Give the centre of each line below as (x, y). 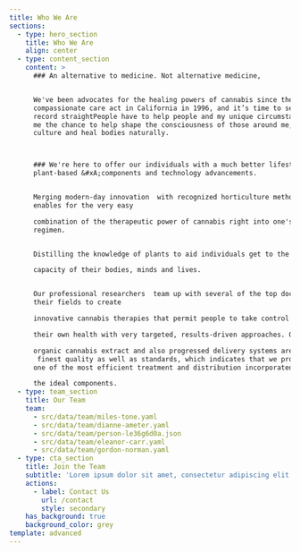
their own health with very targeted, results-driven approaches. (159, 335)
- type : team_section (58, 392)
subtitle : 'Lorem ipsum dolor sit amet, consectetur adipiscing (147, 475)
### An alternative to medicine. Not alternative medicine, (147, 76)
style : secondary (73, 508)
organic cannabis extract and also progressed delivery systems (155, 351)
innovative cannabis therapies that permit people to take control (161, 318)
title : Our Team (56, 400)
